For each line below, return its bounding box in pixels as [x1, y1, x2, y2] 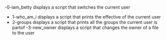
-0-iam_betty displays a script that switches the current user [5, 4, 130, 10]
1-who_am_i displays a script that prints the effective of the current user [12, 14, 161, 19]
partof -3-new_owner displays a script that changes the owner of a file [12, 24, 159, 30]
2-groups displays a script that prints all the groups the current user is [12, 19, 158, 25]
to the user [12, 30, 35, 35]
